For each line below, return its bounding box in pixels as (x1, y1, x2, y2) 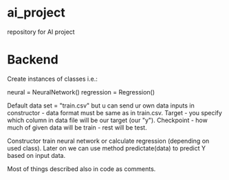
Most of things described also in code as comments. (7, 164, 156, 173)
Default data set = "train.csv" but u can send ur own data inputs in (7, 101, 195, 110)
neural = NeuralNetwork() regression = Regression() (7, 88, 155, 96)
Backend (7, 52, 58, 68)
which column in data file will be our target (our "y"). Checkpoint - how (7, 116, 208, 124)
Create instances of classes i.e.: (7, 74, 98, 83)
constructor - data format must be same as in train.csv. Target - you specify (7, 108, 222, 117)
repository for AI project (7, 28, 75, 36)
